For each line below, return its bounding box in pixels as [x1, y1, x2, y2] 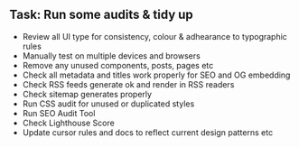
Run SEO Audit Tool [22, 107, 96, 118]
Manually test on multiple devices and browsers [22, 50, 201, 61]
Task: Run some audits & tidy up [9, 7, 194, 23]
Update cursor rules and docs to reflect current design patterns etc [22, 126, 274, 138]
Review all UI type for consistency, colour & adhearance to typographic [22, 31, 287, 41]
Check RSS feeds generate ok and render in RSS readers [22, 78, 235, 89]
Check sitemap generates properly [22, 88, 152, 99]
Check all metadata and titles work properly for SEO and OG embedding [22, 69, 291, 80]
